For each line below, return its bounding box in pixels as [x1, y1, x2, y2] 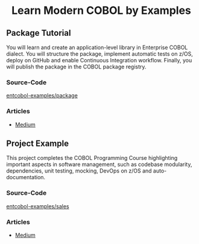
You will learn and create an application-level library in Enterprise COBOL [6, 44, 188, 51]
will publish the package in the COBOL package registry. [6, 63, 147, 70]
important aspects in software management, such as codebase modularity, [6, 161, 192, 168]
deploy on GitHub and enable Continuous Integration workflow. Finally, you [6, 57, 192, 64]
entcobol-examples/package [6, 92, 78, 99]
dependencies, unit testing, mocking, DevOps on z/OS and [6, 167, 152, 174]
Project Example [6, 138, 69, 148]
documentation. [6, 174, 46, 181]
